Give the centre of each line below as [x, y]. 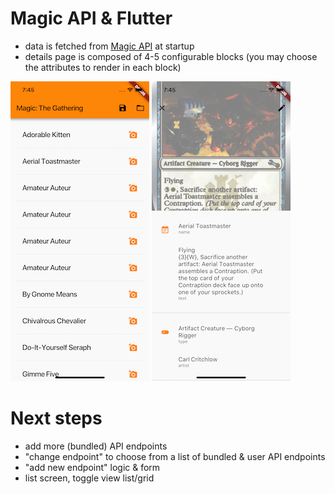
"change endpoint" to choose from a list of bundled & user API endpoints [175, 456]
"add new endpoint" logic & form [92, 467]
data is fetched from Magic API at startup [109, 46]
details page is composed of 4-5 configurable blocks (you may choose [171, 56]
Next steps [56, 418]
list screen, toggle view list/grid [89, 478]
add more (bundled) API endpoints [96, 446]
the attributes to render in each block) [103, 67]
